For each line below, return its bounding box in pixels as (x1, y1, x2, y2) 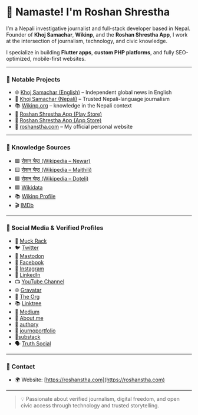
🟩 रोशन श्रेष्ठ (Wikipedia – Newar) (14, 157, 91, 164)
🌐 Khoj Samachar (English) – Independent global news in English (14, 89, 172, 96)
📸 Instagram (14, 265, 44, 272)
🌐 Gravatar (14, 286, 42, 293)
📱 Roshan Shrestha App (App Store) (14, 117, 102, 124)
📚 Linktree (14, 299, 42, 306)
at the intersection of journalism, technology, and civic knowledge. (6, 37, 168, 44)
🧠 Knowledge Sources (6, 143, 71, 152)
